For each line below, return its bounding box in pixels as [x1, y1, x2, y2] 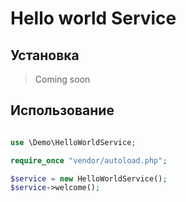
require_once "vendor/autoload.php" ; [10, 155, 168, 166]
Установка [10, 47, 80, 64]
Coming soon [34, 73, 91, 85]
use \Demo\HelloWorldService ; [10, 137, 137, 147]
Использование [10, 102, 115, 119]
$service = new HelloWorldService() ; [10, 173, 168, 184]
